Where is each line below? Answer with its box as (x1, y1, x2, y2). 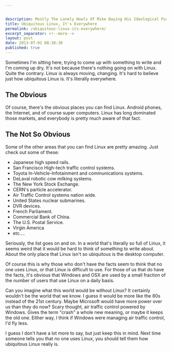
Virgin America (12, 225, 45, 231)
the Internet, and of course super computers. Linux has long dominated (5, 109, 156, 116)
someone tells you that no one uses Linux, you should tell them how (5, 335, 148, 342)
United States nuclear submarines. (12, 197, 86, 203)
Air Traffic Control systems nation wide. (12, 192, 97, 198)
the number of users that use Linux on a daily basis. (5, 277, 115, 283)
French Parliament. (12, 208, 53, 214)
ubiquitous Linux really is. (5, 341, 59, 347)
